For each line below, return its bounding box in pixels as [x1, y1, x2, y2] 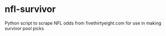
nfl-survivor [4, 3, 56, 15]
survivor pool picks [4, 25, 44, 31]
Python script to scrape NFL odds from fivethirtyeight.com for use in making [4, 20, 162, 26]
